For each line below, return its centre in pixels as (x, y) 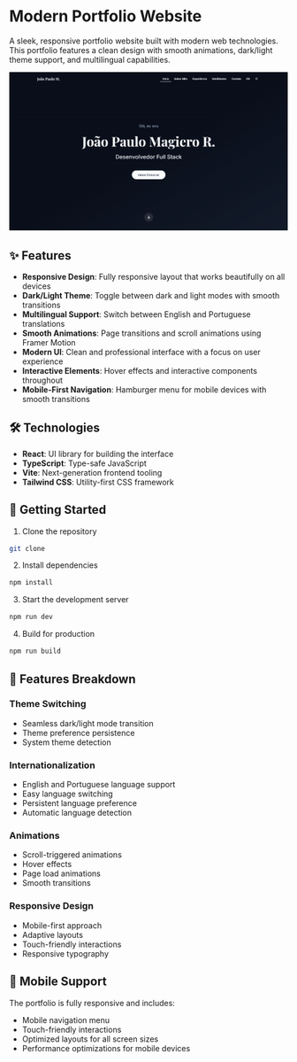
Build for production (58, 634)
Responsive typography (65, 953)
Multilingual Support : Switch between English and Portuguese (137, 314)
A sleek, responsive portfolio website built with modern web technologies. (144, 41)
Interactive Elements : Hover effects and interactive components (140, 370)
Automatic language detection (77, 813)
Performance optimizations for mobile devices (106, 1048)
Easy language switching (67, 794)
